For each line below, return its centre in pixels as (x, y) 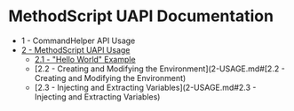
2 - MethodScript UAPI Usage (75, 49)
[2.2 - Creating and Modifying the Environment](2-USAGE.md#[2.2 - (159, 69)
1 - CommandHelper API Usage (78, 41)
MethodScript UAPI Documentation (141, 16)
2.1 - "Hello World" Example (85, 59)
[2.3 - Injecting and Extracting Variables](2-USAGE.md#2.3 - (145, 87)
